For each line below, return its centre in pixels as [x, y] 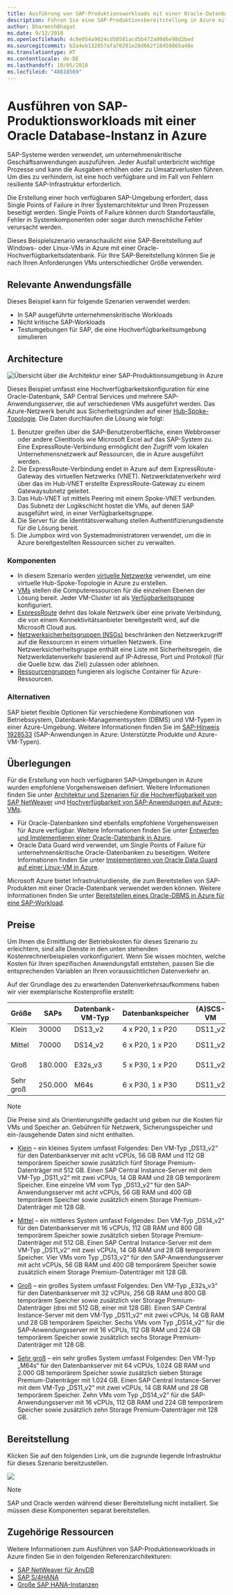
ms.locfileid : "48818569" [44, 72]
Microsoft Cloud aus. [47, 627]
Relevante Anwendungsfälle [69, 284]
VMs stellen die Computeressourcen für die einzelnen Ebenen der [111, 590]
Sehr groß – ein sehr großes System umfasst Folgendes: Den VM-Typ [116, 1358]
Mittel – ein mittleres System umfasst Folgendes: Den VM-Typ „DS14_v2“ [121, 1221]
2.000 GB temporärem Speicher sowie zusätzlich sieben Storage [110, 1373]
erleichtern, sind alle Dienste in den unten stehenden [83, 949]
